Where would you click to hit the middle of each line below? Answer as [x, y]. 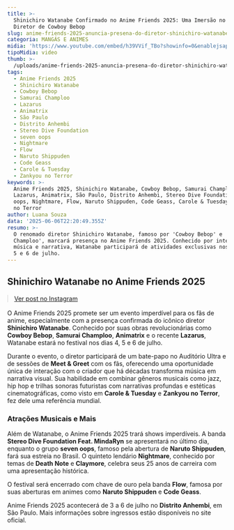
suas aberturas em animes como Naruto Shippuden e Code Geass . [104, 492]
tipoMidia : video [32, 53]
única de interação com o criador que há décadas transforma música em [112, 371]
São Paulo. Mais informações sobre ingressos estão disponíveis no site [109, 513]
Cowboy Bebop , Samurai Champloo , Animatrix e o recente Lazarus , [107, 335]
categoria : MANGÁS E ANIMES [48, 40]
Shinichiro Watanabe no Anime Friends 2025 [106, 282]
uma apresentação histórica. [48, 471]
